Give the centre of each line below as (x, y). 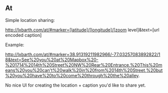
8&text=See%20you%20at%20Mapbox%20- (52, 60)
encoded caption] (23, 35)
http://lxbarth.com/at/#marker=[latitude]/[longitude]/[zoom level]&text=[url (82, 30)
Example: (15, 45)
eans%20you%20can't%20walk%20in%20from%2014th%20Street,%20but (84, 70)
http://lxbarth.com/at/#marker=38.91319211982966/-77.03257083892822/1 (83, 54)
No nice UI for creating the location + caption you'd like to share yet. (75, 85)
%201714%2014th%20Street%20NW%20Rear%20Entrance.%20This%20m (84, 65)
